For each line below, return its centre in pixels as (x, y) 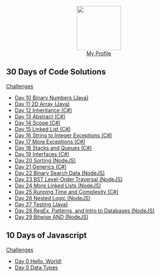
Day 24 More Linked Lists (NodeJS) (58, 185)
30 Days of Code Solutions (56, 72)
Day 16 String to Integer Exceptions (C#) (63, 135)
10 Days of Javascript (46, 235)
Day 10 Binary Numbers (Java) (51, 97)
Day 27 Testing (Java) (41, 204)
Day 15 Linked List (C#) (43, 129)
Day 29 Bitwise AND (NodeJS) (51, 217)
